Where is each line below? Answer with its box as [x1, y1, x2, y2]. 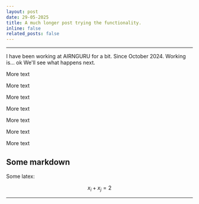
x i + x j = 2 [87, 184, 112, 193]
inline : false [6, 25, 41, 32]
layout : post [6, 8, 38, 15]
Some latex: [6, 172, 35, 180]
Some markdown [6, 157, 70, 167]
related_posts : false [6, 31, 60, 37]
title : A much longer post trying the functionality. [6, 20, 142, 26]
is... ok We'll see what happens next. [6, 59, 96, 66]
